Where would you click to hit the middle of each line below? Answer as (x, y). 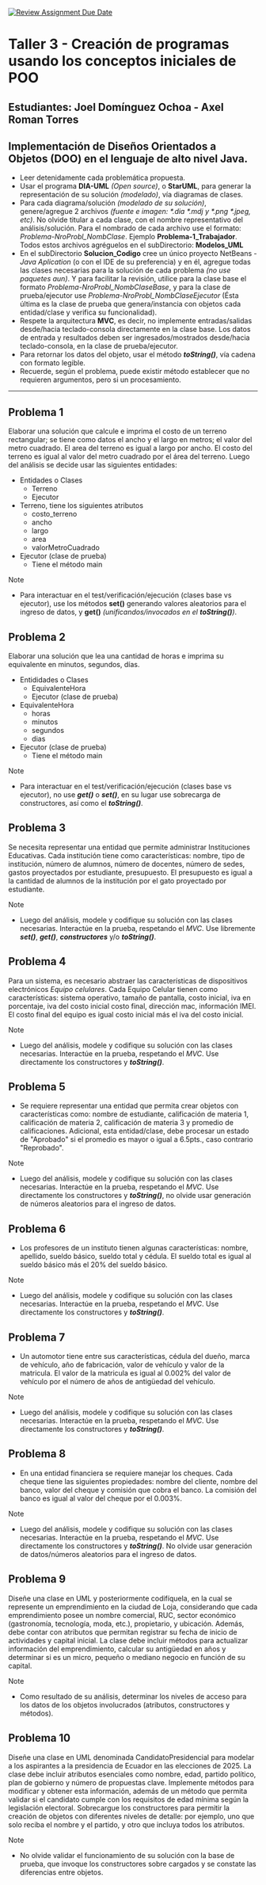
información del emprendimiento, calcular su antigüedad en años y (117, 1649)
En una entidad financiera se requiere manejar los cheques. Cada (126, 1473)
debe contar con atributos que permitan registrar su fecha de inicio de (123, 1631)
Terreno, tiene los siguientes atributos (82, 506)
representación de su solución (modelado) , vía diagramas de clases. (131, 195)
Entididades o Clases (54, 680)
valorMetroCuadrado (66, 548)
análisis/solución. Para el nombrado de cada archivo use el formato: (130, 228)
